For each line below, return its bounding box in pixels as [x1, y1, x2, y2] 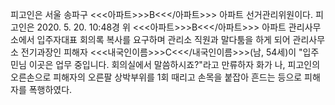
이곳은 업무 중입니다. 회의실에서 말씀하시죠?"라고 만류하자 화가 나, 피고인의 [28, 59, 321, 70]
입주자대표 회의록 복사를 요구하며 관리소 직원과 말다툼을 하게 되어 [36, 34, 291, 45]
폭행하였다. [28, 84, 73, 95]
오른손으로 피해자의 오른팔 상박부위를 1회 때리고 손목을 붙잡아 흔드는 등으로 [10, 71, 303, 83]
